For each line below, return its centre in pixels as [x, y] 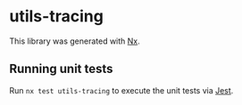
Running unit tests [61, 69]
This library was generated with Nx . [75, 41]
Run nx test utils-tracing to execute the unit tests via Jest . [121, 90]
